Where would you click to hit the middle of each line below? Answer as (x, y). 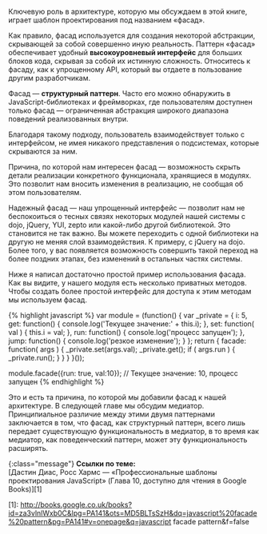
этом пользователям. (45, 192)
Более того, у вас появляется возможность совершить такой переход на (133, 250)
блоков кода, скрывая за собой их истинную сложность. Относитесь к (130, 61)
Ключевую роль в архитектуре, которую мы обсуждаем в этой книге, (128, 12)
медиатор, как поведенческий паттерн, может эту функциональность (128, 440)
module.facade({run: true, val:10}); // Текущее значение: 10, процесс (123, 373)
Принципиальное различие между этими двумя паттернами (112, 414)
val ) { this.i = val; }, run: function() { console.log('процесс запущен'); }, (127, 332)
